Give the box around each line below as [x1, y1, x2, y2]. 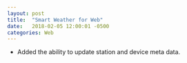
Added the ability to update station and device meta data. [17, 48, 181, 56]
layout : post [7, 10, 45, 17]
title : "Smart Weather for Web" [7, 16, 104, 23]
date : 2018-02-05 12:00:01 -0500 [7, 23, 110, 29]
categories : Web [7, 29, 54, 36]
